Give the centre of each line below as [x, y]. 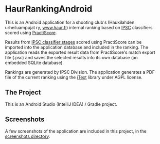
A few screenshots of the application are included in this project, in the [76, 131]
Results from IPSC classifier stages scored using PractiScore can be [73, 42]
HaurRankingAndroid [49, 9]
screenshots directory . [27, 136]
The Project [23, 92]
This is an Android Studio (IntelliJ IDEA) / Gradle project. [61, 104]
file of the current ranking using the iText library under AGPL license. [74, 77]
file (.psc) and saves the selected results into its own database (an [71, 57]
